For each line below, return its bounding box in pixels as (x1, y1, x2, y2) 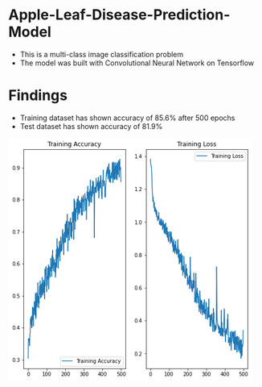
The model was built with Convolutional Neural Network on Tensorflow (19, 58, 255, 68)
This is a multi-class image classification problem (19, 49, 184, 59)
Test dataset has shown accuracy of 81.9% (19, 121, 163, 131)
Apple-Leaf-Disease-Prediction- (8, 6, 231, 24)
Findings (8, 86, 68, 105)
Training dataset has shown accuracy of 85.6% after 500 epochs (19, 113, 235, 123)
